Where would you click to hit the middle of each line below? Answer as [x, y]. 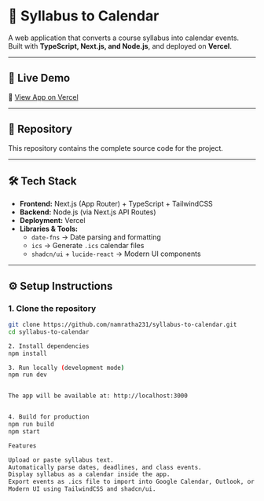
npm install [27, 353]
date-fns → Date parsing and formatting [96, 237]
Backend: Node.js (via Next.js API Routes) [88, 212]
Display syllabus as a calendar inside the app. [89, 474]
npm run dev [27, 375]
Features [22, 446]
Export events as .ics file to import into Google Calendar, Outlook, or [132, 482]
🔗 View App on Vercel [43, 97]
